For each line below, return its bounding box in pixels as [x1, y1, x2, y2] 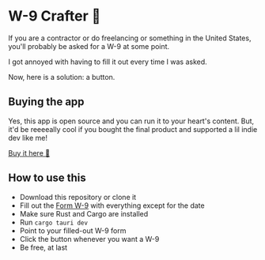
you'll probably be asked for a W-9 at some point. [8, 41, 170, 51]
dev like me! [8, 133, 47, 142]
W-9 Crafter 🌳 [8, 7, 101, 25]
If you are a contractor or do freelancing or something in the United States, [8, 33, 252, 43]
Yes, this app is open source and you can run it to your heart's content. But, [8, 116, 255, 126]
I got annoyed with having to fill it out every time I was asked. [8, 57, 207, 66]
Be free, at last [19, 243, 68, 252]
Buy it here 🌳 [8, 148, 50, 157]
